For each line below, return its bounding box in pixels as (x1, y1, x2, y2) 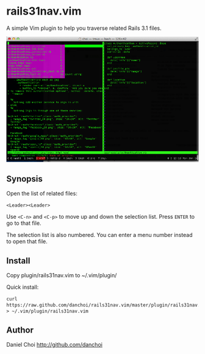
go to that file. (6, 219, 41, 227)
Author (6, 325, 34, 335)
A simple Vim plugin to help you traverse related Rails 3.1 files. (6, 24, 162, 32)
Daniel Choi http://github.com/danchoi (6, 341, 103, 349)
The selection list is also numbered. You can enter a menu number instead (6, 232, 193, 239)
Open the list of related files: (6, 190, 77, 197)
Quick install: (6, 283, 39, 291)
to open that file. (6, 238, 48, 245)
